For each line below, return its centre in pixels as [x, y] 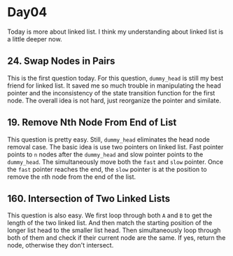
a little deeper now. [35, 39]
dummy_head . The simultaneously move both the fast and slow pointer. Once [115, 161]
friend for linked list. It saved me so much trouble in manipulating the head [114, 86]
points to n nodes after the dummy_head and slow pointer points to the [105, 154]
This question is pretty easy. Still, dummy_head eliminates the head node [108, 139]
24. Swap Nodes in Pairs [61, 61]
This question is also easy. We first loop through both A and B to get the [110, 215]
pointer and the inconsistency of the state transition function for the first [111, 93]
